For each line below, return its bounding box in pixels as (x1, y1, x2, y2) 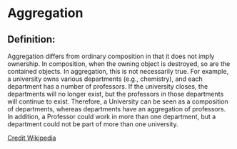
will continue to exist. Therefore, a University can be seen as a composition (7, 97, 228, 106)
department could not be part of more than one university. (7, 120, 178, 128)
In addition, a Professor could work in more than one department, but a (7, 112, 216, 121)
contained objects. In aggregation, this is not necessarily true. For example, (7, 67, 229, 75)
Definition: (7, 33, 56, 45)
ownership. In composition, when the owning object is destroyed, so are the (7, 60, 231, 68)
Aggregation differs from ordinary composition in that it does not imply (7, 52, 215, 60)
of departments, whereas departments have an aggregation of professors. (7, 105, 226, 113)
